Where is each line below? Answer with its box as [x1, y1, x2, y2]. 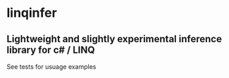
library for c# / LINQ [6, 44, 96, 56]
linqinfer [6, 5, 57, 21]
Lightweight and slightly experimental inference [6, 33, 223, 45]
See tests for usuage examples [6, 63, 97, 71]
